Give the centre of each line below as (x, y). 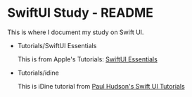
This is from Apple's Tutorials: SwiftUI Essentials (88, 59)
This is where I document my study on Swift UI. (76, 32)
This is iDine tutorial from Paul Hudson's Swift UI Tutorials (101, 86)
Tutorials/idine (38, 73)
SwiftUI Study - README (80, 13)
